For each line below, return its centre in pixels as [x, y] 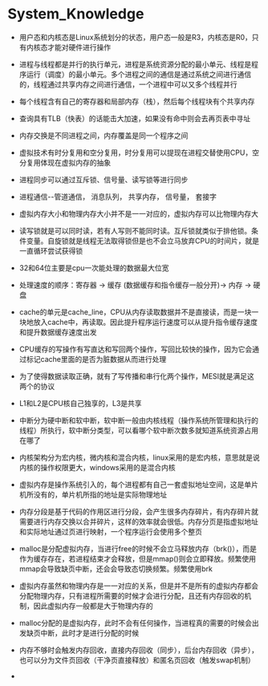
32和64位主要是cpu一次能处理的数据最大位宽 [94, 268]
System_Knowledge [76, 14]
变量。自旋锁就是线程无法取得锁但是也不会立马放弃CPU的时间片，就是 [143, 241]
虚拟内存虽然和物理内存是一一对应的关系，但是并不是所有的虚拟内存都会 [138, 586]
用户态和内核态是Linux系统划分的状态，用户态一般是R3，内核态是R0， [135, 37]
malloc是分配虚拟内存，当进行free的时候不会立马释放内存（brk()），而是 [138, 548]
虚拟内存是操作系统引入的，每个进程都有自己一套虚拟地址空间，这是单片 [138, 484]
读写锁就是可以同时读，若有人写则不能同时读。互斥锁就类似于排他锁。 [135, 230]
